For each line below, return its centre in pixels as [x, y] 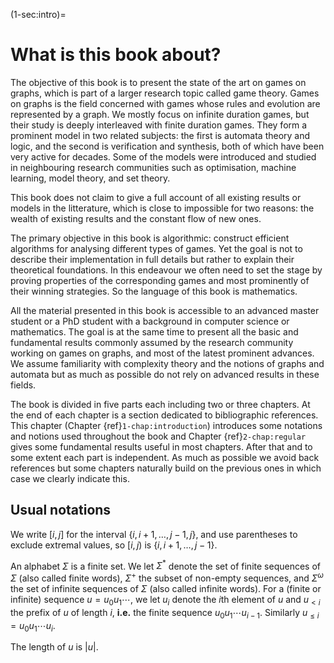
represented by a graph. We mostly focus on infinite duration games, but [160, 114]
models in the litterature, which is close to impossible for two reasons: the [162, 208]
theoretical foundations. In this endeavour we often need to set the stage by [166, 270]
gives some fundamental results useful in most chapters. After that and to [161, 446]
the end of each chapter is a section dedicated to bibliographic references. [164, 415]
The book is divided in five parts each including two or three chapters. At [160, 404]
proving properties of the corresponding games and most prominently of [160, 280]
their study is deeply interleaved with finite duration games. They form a [159, 125]
